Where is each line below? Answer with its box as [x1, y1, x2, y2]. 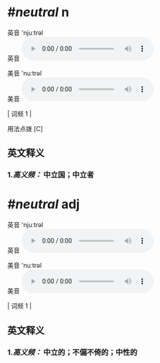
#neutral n [7, 4, 69, 20]
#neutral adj [7, 197, 80, 212]
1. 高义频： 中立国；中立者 [7, 170, 94, 180]
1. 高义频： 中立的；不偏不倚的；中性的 [7, 347, 137, 357]
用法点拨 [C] [7, 124, 44, 133]
